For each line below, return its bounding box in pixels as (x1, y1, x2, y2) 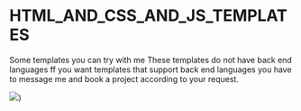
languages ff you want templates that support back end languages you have (9, 64, 292, 75)
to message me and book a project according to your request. (9, 73, 239, 84)
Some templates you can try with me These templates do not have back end (9, 54, 293, 65)
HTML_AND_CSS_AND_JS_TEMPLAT (9, 5, 288, 26)
